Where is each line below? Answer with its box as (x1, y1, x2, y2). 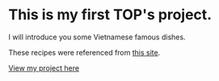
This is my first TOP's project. (8, 6, 213, 24)
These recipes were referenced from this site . (8, 47, 161, 57)
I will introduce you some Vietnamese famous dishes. (8, 32, 186, 42)
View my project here (8, 63, 79, 73)
